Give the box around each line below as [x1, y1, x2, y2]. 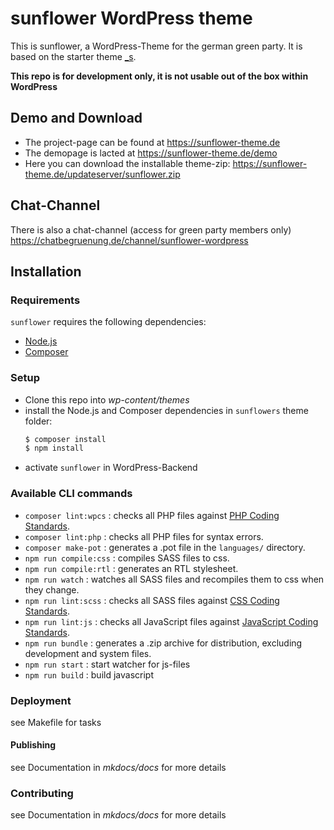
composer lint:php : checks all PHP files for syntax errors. [24, 530, 264, 542]
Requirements [10, 293, 81, 307]
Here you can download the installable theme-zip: [24, 157, 231, 169]
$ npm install [24, 443, 84, 454]
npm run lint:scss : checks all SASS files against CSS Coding [24, 594, 280, 606]
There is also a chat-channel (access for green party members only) [10, 223, 292, 236]
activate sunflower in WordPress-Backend [24, 462, 198, 474]
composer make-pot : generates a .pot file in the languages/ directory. [24, 541, 306, 553]
